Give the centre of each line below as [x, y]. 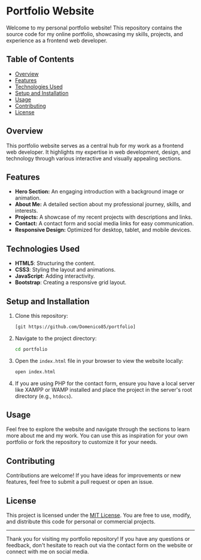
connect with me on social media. [48, 552]
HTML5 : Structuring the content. [55, 263]
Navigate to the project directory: [56, 338]
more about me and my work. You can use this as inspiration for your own [97, 436]
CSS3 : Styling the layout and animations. [65, 270]
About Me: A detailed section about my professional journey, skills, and [103, 204]
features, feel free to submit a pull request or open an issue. [80, 482]
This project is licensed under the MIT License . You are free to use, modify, [99, 516]
